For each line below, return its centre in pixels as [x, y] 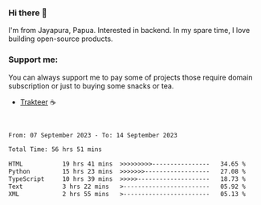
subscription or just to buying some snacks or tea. [91, 86]
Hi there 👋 [28, 13]
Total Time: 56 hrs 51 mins [55, 150]
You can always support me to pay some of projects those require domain [130, 77]
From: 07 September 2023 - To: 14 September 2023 [93, 135]
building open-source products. [61, 39]
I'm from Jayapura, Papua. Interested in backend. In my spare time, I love [129, 31]
